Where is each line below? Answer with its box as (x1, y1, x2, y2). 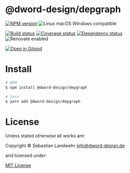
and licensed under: (5, 153, 47, 159)
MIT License (5, 162, 31, 168)
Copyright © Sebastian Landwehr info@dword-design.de (5, 142, 125, 149)
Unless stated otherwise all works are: (5, 133, 85, 139)
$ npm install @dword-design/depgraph (5, 85, 87, 90)
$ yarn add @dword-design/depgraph (5, 99, 81, 104)
